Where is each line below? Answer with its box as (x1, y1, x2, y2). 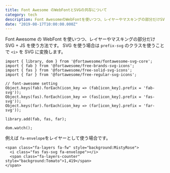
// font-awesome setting (5, 81, 58, 86)
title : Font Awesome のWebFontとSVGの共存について (5, 7, 107, 13)
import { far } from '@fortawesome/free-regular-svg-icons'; (5, 72, 137, 78)
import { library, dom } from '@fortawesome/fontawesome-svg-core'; (5, 59, 153, 64)
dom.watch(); (5, 125, 33, 131)
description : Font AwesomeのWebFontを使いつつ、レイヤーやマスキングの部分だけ (5, 17, 160, 22)
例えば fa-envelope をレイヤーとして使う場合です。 (5, 135, 111, 141)
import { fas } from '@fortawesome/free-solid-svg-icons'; (5, 68, 133, 73)
